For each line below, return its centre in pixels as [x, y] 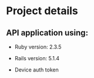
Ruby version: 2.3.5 [38, 47]
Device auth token [36, 70]
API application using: [47, 33]
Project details [42, 11]
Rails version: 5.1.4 [37, 58]
